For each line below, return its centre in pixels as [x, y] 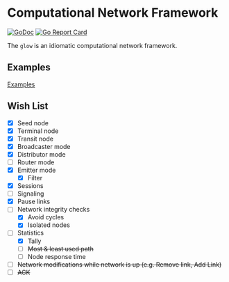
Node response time [57, 256]
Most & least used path [60, 249]
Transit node [35, 139]
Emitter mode [36, 170]
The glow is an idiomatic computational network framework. [92, 45]
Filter [35, 178]
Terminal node [38, 131]
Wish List [28, 106]
